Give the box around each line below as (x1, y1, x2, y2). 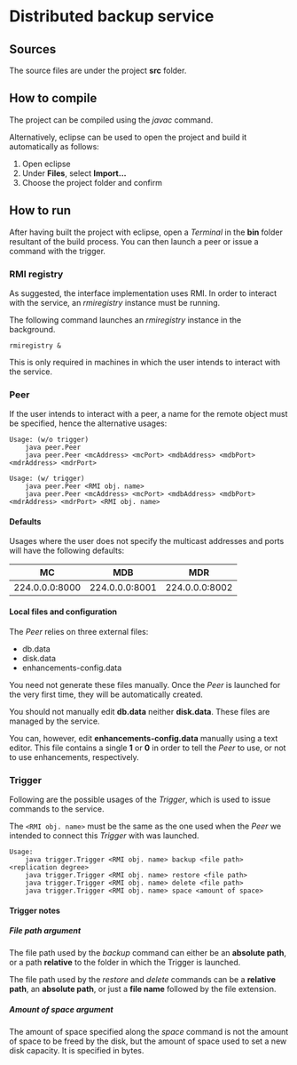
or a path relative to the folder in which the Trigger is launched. (9, 957, 241, 968)
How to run (9, 203, 72, 219)
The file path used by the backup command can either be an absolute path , (9, 948, 286, 958)
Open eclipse (21, 158, 71, 169)
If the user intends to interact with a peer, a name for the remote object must (9, 409, 288, 420)
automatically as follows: (9, 140, 99, 152)
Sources (9, 42, 57, 57)
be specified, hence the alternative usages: (9, 418, 168, 428)
